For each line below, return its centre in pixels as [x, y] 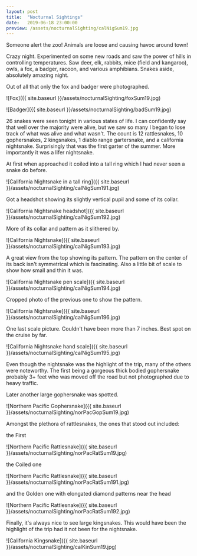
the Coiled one [24, 464]
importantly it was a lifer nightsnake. [50, 153]
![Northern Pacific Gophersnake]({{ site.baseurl [64, 406]
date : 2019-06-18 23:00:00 [42, 22]
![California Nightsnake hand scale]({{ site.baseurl [67, 347]
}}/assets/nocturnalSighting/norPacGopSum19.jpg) [68, 412]
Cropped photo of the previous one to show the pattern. [74, 300]
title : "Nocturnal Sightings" [45, 17]
